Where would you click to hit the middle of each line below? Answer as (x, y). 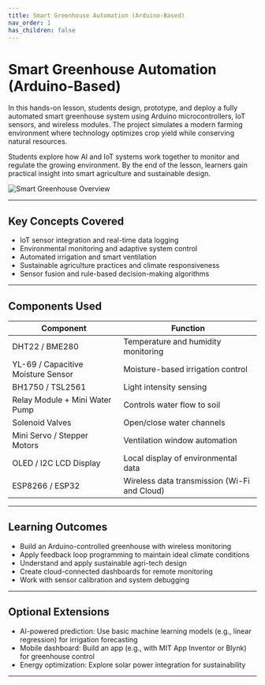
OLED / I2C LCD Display (56, 463)
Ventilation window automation (181, 440)
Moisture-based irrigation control (186, 369)
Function (188, 328)
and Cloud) (144, 491)
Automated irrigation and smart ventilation (88, 257)
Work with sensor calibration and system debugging (105, 580)
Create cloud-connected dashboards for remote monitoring (116, 571)
